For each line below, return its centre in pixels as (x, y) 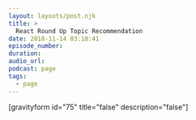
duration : (25, 54)
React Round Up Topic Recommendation (79, 31)
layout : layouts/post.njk (52, 16)
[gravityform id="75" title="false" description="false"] (98, 107)
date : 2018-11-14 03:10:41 (54, 39)
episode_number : (36, 46)
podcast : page (32, 69)
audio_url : (27, 62)
